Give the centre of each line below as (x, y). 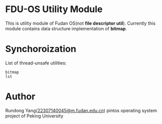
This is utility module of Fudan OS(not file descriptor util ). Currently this (80, 23)
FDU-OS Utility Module (54, 9)
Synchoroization (41, 49)
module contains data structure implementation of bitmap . (66, 28)
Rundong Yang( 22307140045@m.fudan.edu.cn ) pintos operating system (81, 110)
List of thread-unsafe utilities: (36, 63)
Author (20, 97)
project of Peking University (34, 116)
